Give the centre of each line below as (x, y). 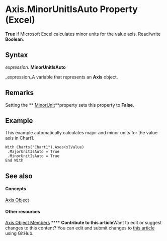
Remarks (20, 93)
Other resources (23, 211)
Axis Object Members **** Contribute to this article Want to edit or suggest (83, 223)
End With (14, 160)
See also (19, 176)
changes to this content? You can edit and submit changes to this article (80, 228)
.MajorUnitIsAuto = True (33, 152)
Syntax (17, 55)
